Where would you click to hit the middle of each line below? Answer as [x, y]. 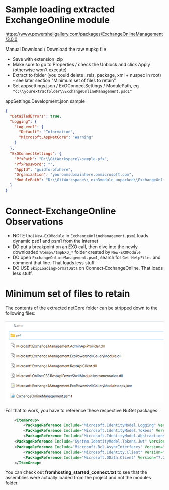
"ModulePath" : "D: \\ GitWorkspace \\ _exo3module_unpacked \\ [76, 180]
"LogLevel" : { [29, 127]
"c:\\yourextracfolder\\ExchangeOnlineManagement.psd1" [72, 91]
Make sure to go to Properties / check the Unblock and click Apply [81, 64]
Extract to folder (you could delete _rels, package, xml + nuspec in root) [87, 75]
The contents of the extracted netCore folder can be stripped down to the [81, 308]
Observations [34, 222]
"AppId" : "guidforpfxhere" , [44, 169]
